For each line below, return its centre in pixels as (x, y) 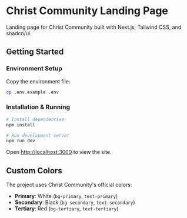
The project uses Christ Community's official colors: (69, 185)
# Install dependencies (35, 119)
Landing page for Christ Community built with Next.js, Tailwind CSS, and (94, 27)
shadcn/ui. (19, 33)
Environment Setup (34, 69)
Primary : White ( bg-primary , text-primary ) (66, 196)
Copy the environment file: (38, 81)
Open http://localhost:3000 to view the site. (59, 152)
